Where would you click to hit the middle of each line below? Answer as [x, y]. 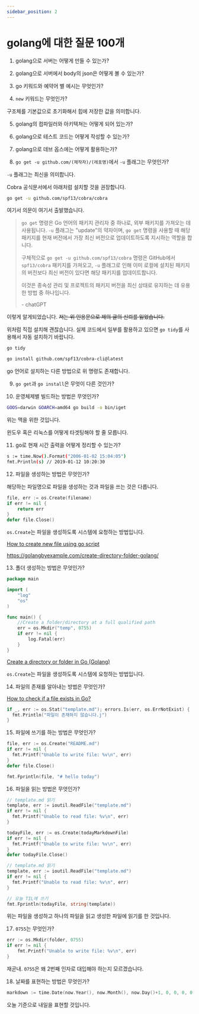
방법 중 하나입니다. [49, 293]
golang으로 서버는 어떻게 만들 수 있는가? [62, 61]
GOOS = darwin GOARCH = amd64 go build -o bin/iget [67, 408]
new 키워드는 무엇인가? [41, 98]
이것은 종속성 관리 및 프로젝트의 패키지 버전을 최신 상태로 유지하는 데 [100, 285]
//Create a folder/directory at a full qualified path [86, 623]
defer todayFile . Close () [37, 855]
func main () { [24, 617]
